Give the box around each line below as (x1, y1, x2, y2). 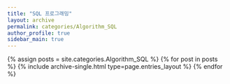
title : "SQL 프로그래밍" (7, 10, 72, 17)
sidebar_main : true (7, 36, 64, 43)
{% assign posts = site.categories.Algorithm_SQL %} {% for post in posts (7, 55, 218, 63)
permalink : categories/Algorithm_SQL (7, 23, 117, 30)
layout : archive (7, 17, 55, 24)
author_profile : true (7, 29, 71, 37)
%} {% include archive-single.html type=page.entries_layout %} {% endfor (7, 62, 223, 71)
